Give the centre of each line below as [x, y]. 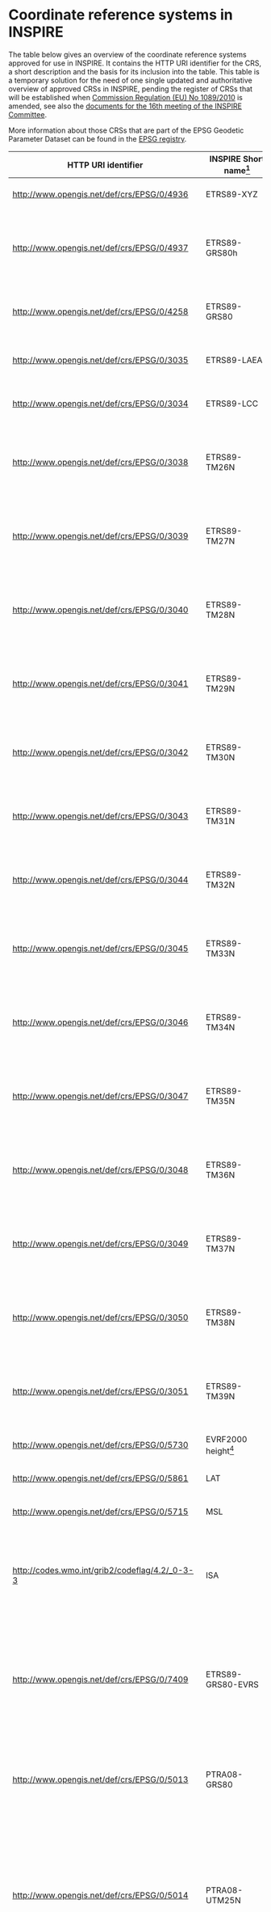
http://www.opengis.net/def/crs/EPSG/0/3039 [100, 536]
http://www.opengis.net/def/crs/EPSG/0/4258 [100, 311]
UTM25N [223, 1901]
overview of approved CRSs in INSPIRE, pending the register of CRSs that [130, 89]
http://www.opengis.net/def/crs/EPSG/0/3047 [100, 1096]
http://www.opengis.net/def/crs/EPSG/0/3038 [100, 463]
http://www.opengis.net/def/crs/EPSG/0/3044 [100, 880]
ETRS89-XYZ [231, 194]
